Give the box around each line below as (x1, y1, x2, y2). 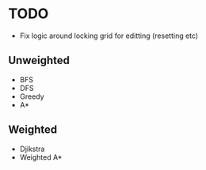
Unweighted (8, 54, 70, 67)
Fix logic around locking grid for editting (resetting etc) (19, 31, 199, 40)
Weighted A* (19, 152, 63, 162)
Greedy (19, 92, 45, 101)
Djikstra (19, 144, 45, 153)
